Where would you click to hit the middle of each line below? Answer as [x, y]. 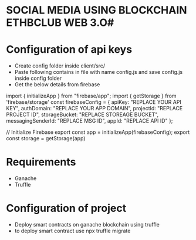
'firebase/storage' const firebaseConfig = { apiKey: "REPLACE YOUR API [94, 102]
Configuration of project [66, 208]
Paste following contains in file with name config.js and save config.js [99, 72]
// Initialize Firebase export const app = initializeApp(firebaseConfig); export [98, 132]
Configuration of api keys [69, 50]
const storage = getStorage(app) [46, 138]
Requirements [41, 162]
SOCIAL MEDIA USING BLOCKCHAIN [97, 10]
